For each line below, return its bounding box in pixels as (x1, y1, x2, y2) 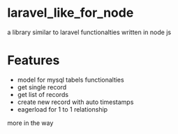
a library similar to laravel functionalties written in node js (7, 28, 172, 36)
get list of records (17, 90, 68, 98)
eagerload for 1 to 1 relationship (17, 105, 108, 113)
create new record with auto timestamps (17, 98, 134, 106)
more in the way (7, 119, 54, 127)
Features (7, 52, 60, 68)
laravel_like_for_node (7, 5, 134, 21)
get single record (17, 82, 67, 91)
